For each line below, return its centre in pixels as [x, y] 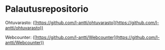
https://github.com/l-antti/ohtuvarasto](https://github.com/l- [97, 23]
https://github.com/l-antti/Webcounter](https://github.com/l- [98, 37]
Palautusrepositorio [47, 9]
